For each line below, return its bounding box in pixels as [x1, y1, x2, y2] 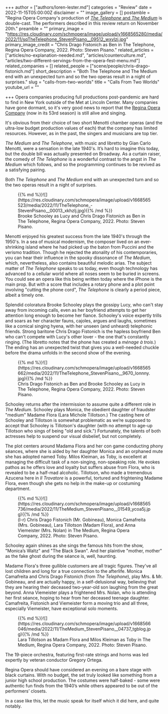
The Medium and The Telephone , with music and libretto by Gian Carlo [5, 140, 151, 146]
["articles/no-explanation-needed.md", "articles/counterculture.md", [5, 52, 146, 58]
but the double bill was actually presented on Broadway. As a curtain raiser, [5, 151, 161, 157]
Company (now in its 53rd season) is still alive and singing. [5, 110, 126, 116]
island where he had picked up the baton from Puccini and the [25, 244, 154, 250]
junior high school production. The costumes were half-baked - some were [5, 677, 160, 683]
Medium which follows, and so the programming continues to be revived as [5, 162, 160, 167]
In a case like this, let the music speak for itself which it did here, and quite [5, 698, 159, 703]
